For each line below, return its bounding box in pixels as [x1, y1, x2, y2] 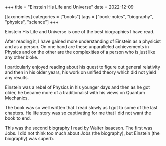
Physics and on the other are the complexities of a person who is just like [5, 49, 156, 55]
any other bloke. [5, 54, 39, 60]
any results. [5, 75, 29, 80]
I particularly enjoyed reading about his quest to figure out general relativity [5, 64, 161, 70]
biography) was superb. [5, 136, 54, 141]
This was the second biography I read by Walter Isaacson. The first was [5, 125, 153, 131]
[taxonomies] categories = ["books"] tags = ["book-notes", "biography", [5, 14, 153, 19]
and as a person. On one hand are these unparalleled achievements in [5, 44, 149, 49]
